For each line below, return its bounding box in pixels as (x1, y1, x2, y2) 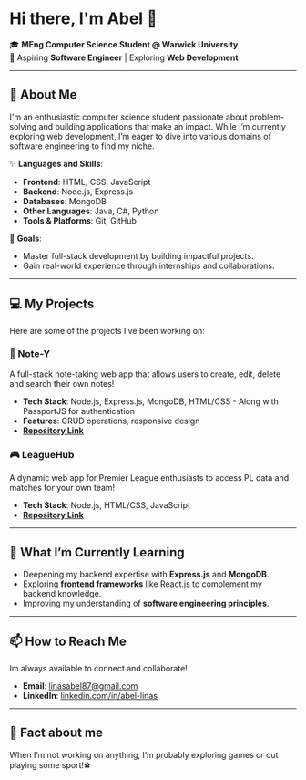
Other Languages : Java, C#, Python (22, 205, 159, 216)
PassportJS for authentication (22, 405, 135, 416)
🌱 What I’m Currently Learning (9, 545, 185, 560)
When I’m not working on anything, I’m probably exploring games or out (9, 749, 279, 760)
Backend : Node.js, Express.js (22, 186, 134, 197)
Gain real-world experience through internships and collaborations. (22, 260, 275, 271)
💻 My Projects (9, 296, 95, 312)
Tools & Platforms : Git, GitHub (22, 214, 137, 226)
